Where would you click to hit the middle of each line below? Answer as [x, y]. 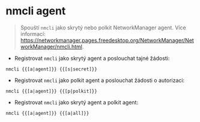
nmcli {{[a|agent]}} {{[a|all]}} [47, 113]
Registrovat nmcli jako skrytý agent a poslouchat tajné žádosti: [92, 58]
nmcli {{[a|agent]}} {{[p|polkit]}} [51, 91]
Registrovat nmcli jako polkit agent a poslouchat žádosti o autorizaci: [99, 80]
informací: [33, 33]
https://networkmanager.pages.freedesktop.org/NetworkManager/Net [107, 40]
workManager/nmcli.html [51, 47]
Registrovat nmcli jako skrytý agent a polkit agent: [76, 102]
